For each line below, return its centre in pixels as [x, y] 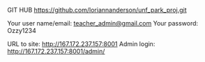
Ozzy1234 [22, 31]
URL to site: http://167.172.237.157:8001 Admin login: [81, 44]
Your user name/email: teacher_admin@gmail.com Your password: [103, 23]
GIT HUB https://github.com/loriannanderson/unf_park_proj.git [97, 10]
